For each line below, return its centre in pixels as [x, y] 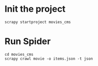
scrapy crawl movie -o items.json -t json [49, 59]
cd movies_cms [19, 54]
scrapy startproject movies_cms [38, 22]
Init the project [35, 9]
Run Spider [28, 41]
